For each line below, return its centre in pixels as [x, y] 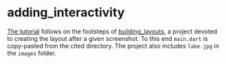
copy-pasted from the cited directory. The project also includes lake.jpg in [113, 46]
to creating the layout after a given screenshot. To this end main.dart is [108, 38]
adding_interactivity [66, 13]
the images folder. [32, 53]
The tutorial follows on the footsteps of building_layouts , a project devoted [112, 31]
